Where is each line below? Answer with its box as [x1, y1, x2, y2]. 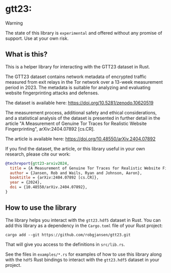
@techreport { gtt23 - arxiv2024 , [5, 161, 70, 166]
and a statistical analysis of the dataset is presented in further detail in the [5, 115, 160, 121]
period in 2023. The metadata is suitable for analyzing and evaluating [5, 84, 151, 90]
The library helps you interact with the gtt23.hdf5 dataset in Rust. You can [5, 217, 161, 223]
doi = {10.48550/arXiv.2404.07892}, [10, 185, 88, 190]
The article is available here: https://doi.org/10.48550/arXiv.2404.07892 [5, 136, 156, 142]
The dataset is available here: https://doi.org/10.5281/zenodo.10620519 [5, 100, 154, 106]
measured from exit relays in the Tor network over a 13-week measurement [5, 79, 163, 85]
